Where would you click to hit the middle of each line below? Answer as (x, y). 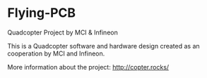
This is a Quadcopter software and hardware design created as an (103, 46)
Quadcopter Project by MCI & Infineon (63, 32)
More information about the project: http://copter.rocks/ (88, 67)
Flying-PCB (42, 13)
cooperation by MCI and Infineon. (56, 53)
